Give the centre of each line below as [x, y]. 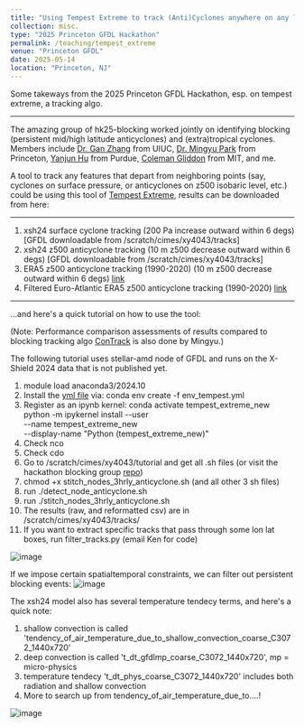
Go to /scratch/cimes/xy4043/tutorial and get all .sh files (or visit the [151, 462]
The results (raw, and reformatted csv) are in [106, 510]
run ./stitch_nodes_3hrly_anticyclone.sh [97, 500]
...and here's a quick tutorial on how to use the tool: [106, 313]
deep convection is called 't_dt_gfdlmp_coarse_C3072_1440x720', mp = [156, 657]
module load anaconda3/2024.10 [84, 386]
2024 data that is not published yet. [101, 368]
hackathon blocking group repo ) [83, 471]
